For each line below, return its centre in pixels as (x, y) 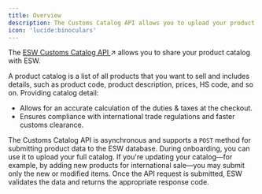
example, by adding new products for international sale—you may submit (127, 166)
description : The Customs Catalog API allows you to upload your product (132, 23)
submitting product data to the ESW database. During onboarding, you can (129, 149)
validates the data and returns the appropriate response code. (109, 182)
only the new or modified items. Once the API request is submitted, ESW (125, 173)
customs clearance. (52, 125)
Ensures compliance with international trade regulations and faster (127, 117)
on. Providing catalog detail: (54, 93)
